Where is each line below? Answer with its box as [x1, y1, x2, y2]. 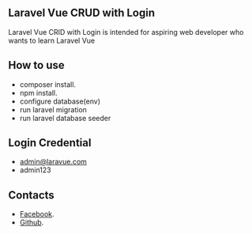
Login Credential [8, 136, 92, 149]
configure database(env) [19, 96, 101, 106]
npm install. [19, 88, 58, 97]
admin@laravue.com [19, 157, 87, 167]
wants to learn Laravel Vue [8, 36, 96, 45]
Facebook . [19, 209, 55, 219]
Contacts [8, 188, 55, 202]
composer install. [19, 79, 77, 89]
